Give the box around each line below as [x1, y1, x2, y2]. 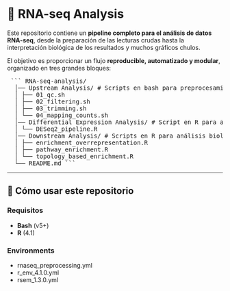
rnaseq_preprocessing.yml [16, 261, 92, 269]
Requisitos [7, 205, 43, 215]
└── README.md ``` [14, 159, 77, 167]
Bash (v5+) [16, 221, 49, 229]
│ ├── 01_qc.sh [14, 90, 65, 99]
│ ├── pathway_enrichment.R [14, 145, 109, 153]
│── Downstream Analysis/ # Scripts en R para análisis [14, 131, 206, 140]
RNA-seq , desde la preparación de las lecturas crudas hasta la [7, 36, 185, 44]
